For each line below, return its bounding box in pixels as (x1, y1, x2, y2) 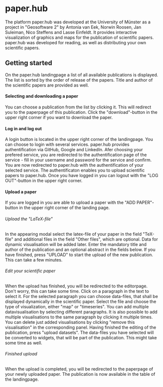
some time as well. (5, 340, 42, 346)
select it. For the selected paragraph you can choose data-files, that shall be (5, 293, 158, 299)
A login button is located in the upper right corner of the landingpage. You (5, 137, 153, 142)
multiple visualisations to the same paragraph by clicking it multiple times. (5, 314, 153, 320)
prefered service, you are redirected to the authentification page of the (5, 152, 147, 158)
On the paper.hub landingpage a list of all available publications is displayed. (5, 71, 159, 78)
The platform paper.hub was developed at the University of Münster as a (5, 19, 151, 25)
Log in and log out (5, 125, 42, 131)
